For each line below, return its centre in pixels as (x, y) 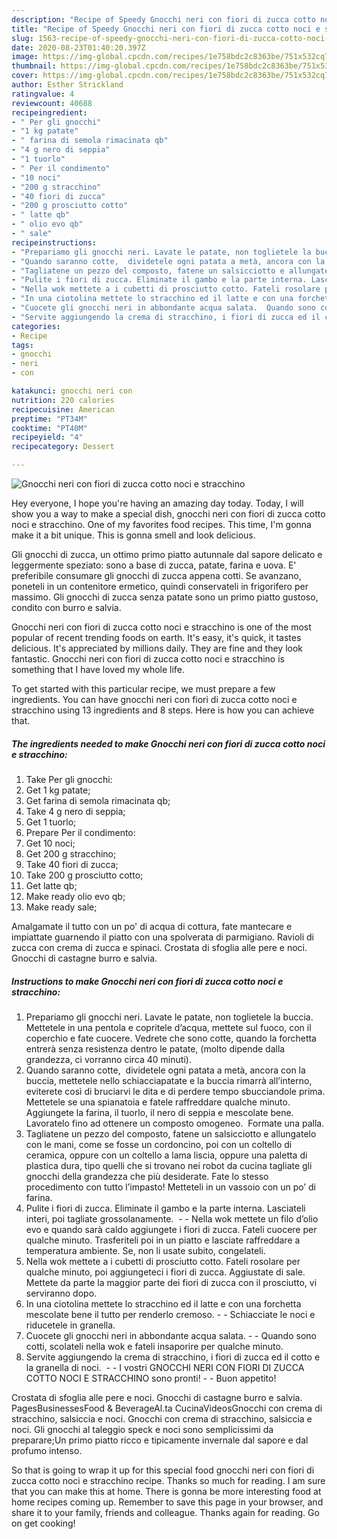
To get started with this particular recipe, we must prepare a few (143, 689)
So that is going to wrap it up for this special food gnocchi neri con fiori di (163, 1470)
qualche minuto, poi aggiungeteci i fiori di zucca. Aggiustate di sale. (165, 1272)
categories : (36, 326)
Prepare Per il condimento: (80, 832)
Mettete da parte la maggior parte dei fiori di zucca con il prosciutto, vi (171, 1282)
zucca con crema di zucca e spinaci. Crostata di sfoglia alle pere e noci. (159, 947)
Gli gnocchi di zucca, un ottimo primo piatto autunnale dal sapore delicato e (167, 554)
